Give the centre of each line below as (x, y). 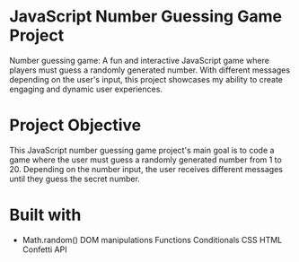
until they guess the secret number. (75, 179)
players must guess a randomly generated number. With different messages (149, 70)
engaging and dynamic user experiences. (86, 89)
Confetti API (44, 249)
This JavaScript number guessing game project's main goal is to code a (142, 150)
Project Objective (75, 125)
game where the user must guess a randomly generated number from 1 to (146, 160)
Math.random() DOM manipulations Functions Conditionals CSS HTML (152, 240)
